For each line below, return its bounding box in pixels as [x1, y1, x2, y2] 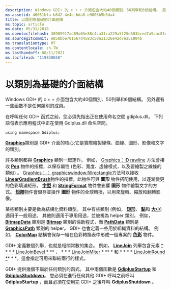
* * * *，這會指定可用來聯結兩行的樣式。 [5, 255, 88, 261]
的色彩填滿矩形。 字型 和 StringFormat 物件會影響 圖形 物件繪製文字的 [5, 182, 153, 189]
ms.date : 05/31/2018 [5, 27, 49, 32]
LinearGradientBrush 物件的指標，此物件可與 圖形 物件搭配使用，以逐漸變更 [5, 176, 164, 182]
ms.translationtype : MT [5, 41, 56, 46]
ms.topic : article [5, 21, 44, 27]
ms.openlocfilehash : [5, 31, 49, 36]
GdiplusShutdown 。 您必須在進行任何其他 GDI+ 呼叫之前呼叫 [5, 273, 135, 279]
